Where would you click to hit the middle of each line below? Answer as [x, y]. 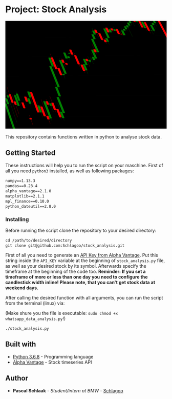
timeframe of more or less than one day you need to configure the [77, 277]
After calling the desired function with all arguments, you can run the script [84, 298]
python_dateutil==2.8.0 [31, 206]
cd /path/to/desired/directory [39, 241]
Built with [21, 344]
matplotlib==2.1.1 [25, 196]
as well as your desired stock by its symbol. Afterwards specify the [76, 266]
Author [17, 378]
